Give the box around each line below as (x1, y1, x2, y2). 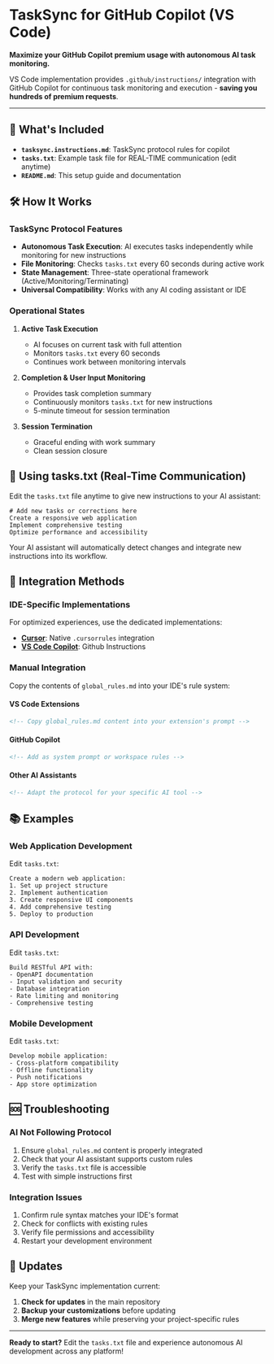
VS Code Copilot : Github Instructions (20, 642, 146, 651)
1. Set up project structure (9, 882, 108, 890)
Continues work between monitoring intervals (33, 356, 186, 367)
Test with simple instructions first (20, 1171, 133, 1181)
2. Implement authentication (9, 889, 108, 897)
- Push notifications (9, 1074, 83, 1082)
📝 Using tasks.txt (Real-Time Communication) (9, 469, 246, 483)
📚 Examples (9, 812, 74, 826)
